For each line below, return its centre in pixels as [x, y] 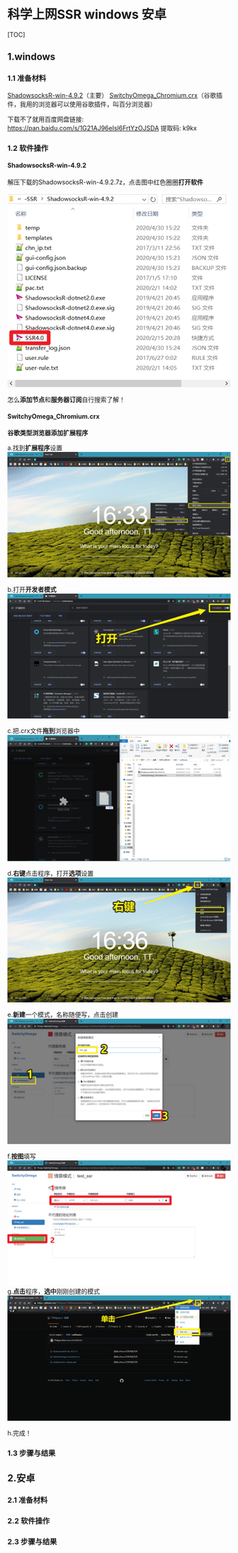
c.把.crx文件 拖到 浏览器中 [44, 731]
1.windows [32, 57]
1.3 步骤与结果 [32, 1453]
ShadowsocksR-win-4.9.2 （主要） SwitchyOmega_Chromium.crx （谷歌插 [115, 95]
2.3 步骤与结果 [32, 1542]
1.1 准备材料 [27, 79]
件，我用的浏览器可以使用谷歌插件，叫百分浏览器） [82, 104]
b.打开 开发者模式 [32, 589]
